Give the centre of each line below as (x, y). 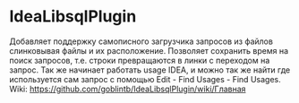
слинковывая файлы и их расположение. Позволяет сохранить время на (149, 50)
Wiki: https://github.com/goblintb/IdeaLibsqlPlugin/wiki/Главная (128, 89)
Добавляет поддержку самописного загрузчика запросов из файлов (141, 41)
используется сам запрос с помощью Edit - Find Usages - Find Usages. (145, 79)
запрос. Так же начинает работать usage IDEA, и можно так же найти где (150, 70)
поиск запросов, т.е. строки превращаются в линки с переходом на (140, 60)
